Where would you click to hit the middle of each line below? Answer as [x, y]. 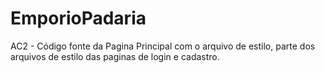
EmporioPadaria [78, 18]
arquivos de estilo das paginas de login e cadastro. [115, 56]
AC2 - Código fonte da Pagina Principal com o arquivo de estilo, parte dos [163, 46]
